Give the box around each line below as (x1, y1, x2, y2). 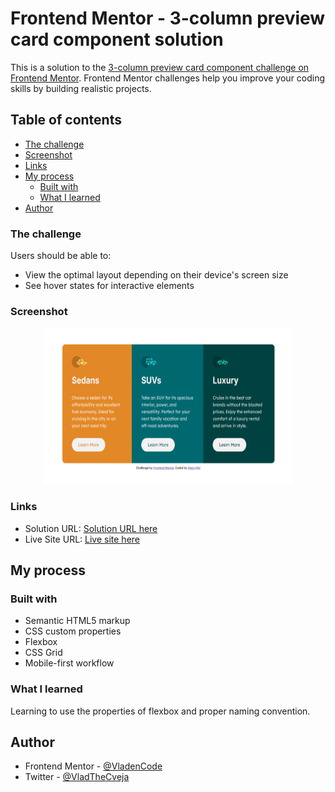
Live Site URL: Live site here (24, 533, 140, 545)
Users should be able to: (10, 250, 112, 262)
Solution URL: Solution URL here (24, 522, 158, 534)
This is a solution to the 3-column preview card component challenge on (10, 61, 310, 73)
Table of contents (10, 112, 122, 129)
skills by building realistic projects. (10, 82, 152, 94)
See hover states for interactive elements (24, 280, 195, 292)
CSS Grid (24, 647, 63, 659)
